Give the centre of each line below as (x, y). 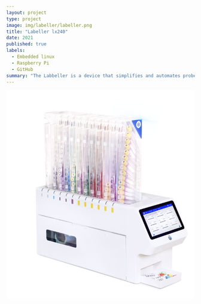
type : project (24, 19)
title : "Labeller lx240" (37, 32)
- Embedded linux (33, 57)
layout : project (26, 13)
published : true (26, 44)
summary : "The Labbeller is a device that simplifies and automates (93, 76)
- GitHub (22, 69)
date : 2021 (20, 38)
